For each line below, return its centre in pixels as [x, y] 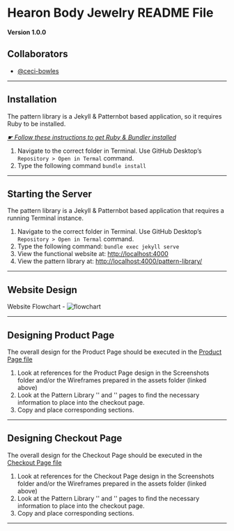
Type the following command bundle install [81, 165]
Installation [32, 99]
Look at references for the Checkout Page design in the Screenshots [116, 476]
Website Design [42, 290]
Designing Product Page [61, 335]
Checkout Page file [34, 463]
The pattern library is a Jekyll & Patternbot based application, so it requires [115, 116]
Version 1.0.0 [27, 32]
